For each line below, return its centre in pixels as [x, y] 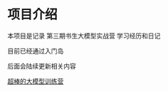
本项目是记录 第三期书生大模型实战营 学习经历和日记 [84, 36]
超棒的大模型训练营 [36, 81]
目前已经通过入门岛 [36, 51]
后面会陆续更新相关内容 [42, 66]
